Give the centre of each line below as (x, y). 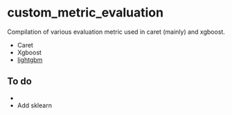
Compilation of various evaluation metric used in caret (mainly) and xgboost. (116, 32)
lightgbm (30, 59)
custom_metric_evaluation (86, 13)
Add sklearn (34, 105)
